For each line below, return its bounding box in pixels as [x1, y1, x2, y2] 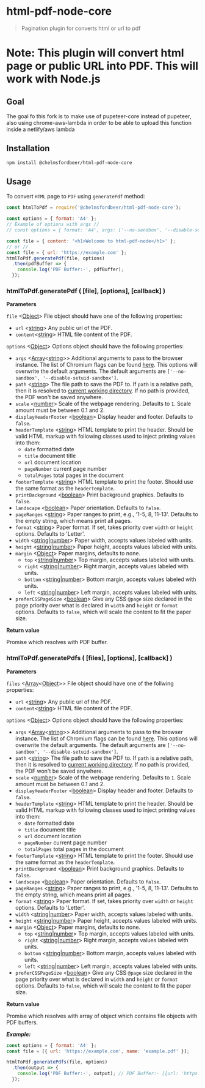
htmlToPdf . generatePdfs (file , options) [6, 1059, 108, 1065]
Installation [6, 143, 50, 154]
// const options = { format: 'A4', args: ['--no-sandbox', [6, 227, 163, 233]
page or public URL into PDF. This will [6, 59, 199, 73]
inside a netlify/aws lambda [6, 126, 75, 133]
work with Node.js [6, 72, 101, 86]
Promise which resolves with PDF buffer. [6, 639, 109, 646]
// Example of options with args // [6, 222, 99, 228]
